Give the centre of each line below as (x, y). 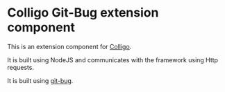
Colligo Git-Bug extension (83, 13)
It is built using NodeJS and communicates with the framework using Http (113, 59)
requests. (21, 67)
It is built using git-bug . (40, 80)
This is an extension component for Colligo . (69, 46)
